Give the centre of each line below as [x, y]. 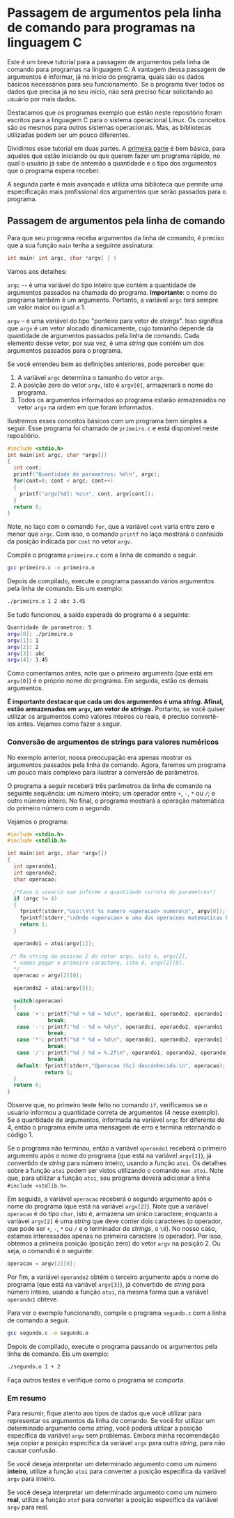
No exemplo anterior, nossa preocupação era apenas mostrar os [100, 757]
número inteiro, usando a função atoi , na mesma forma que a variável [108, 1292]
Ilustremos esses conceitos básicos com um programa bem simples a [107, 421]
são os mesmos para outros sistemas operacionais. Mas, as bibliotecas [109, 127]
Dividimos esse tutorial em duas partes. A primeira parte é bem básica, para [116, 148]
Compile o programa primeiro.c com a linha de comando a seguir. [102, 555]
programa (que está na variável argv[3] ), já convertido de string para [106, 1285]
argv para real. [28, 1508]
